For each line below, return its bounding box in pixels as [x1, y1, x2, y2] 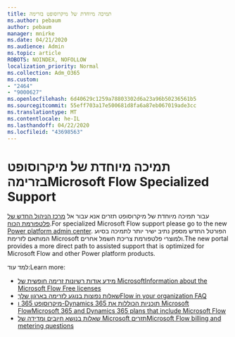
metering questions [17, 321, 74, 330]
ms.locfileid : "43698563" [7, 128, 83, 135]
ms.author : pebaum [7, 17, 61, 24]
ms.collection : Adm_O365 [7, 69, 80, 76]
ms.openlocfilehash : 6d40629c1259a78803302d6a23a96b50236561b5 [7, 96, 197, 103]
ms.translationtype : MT [7, 109, 77, 116]
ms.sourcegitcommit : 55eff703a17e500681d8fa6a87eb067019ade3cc [7, 102, 197, 109]
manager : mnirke [7, 30, 55, 37]
